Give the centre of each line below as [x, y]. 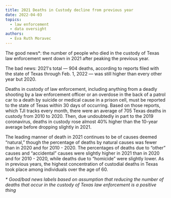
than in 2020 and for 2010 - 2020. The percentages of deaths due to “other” [86, 147]
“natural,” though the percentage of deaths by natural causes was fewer [81, 142]
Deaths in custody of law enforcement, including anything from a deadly [81, 89]
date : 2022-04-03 [24, 15]
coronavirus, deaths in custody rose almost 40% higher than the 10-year [82, 121]
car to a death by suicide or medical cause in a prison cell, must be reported [86, 100]
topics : [14, 19]
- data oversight [28, 29]
